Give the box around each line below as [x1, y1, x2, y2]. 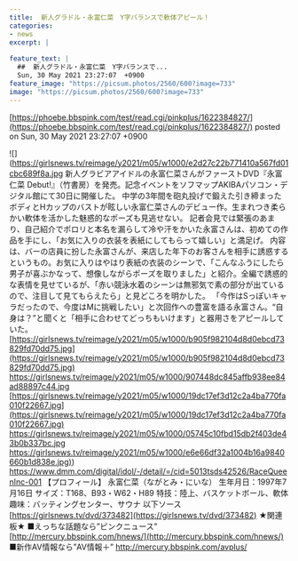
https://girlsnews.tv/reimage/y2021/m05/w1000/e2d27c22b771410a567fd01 [12, 157, 289, 168]
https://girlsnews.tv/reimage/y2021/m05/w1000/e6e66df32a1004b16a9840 [9, 446, 286, 458]
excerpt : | [9, 37, 50, 47]
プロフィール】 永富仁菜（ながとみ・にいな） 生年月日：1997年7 [51, 477, 287, 487]
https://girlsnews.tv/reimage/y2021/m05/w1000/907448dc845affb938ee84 [9, 371, 286, 382]
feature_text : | [9, 54, 69, 63]
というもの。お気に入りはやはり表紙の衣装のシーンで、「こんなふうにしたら [9, 257, 285, 268]
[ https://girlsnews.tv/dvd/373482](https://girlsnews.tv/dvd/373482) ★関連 [9, 509, 283, 520]
